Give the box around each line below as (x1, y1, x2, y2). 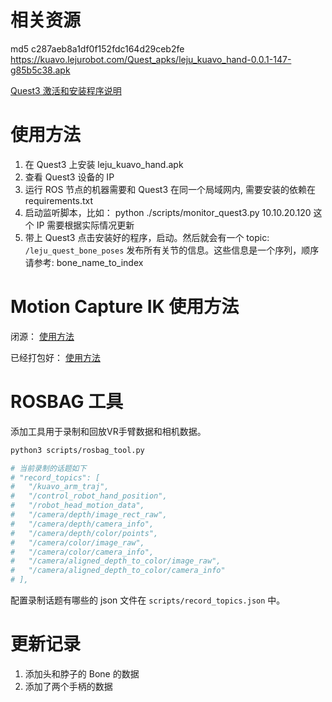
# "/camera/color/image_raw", (10, 537, 145, 548)
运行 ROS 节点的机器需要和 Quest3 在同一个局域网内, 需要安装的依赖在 (24, 183, 316, 195)
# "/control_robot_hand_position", (10, 491, 168, 501)
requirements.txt (24, 194, 94, 206)
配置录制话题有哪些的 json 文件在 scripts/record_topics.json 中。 (10, 594, 286, 606)
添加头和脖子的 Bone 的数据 (24, 667, 140, 680)
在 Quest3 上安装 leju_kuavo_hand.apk (24, 158, 184, 170)
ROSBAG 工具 (10, 391, 124, 413)
